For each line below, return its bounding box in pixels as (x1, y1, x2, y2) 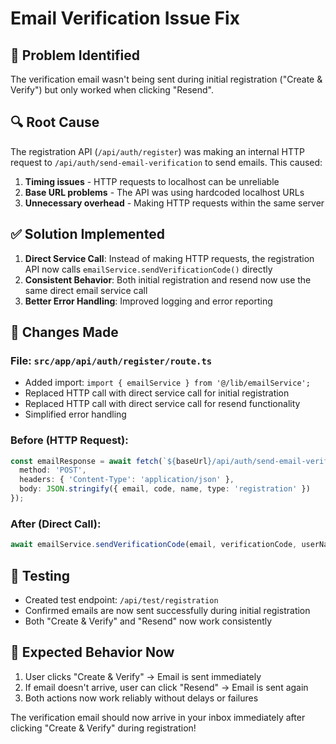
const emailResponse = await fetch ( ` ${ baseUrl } (10, 456, 213, 466)
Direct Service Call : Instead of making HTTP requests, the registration (24, 252, 315, 264)
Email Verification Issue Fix (10, 7, 240, 30)
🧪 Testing (10, 567, 71, 584)
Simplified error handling (24, 408, 127, 421)
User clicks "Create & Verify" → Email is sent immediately (24, 670, 262, 682)
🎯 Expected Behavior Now (10, 644, 175, 661)
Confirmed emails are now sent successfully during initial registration (24, 604, 311, 616)
